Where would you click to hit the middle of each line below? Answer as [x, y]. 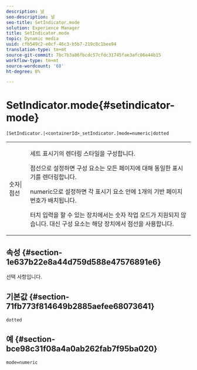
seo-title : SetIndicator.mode [43, 22]
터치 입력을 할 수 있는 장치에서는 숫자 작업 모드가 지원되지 [105, 215]
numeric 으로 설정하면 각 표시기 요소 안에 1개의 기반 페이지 [106, 192]
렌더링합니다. [60, 177]
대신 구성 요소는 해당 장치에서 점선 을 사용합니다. [112, 224]
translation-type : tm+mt [36, 50]
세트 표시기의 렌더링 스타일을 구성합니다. [83, 154]
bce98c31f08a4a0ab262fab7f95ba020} [82, 349]
